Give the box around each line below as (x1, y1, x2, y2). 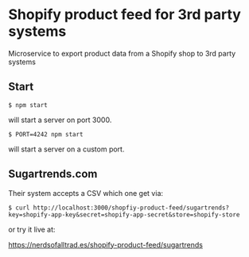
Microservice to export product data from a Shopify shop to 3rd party (8, 48, 236, 58)
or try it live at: (8, 224, 56, 234)
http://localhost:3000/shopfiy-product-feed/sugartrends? (33, 204, 229, 212)
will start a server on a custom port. (8, 144, 125, 154)
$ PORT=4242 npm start (8, 130, 84, 138)
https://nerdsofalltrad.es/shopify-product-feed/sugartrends (8, 240, 203, 249)
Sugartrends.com (8, 167, 98, 181)
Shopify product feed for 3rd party (8, 6, 241, 24)
